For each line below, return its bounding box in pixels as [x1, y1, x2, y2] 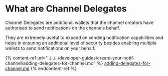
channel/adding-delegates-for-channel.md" [5, 60, 96, 66]
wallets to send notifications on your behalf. [5, 45, 96, 51]
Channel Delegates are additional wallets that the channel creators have [5, 19, 154, 25]
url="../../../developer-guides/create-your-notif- [37, 54, 135, 60]
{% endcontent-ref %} [31, 65, 77, 71]
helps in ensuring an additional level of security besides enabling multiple [5, 39, 157, 45]
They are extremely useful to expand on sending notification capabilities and [5, 34, 163, 40]
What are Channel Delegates [5, 3, 127, 14]
